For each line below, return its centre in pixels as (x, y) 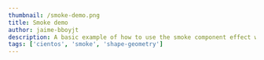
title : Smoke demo (38, 23)
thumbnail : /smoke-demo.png (54, 15)
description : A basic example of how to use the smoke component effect (130, 37)
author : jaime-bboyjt (44, 30)
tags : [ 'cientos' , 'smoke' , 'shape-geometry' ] (86, 44)
